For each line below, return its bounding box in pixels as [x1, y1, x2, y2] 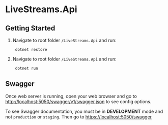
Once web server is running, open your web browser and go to [5, 93, 137, 99]
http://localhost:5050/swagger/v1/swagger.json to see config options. [5, 98, 152, 105]
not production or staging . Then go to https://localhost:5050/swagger [5, 113, 152, 120]
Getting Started [5, 24, 55, 33]
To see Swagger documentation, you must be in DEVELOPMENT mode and [5, 108, 163, 114]
